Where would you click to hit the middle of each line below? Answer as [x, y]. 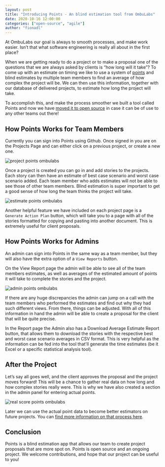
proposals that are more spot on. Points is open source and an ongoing [77, 449]
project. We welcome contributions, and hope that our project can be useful [82, 454]
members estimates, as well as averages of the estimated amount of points [81, 273]
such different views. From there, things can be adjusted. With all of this [78, 308]
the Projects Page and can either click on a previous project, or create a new [83, 146]
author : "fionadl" [24, 28]
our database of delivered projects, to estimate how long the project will [78, 88]
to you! [12, 460]
